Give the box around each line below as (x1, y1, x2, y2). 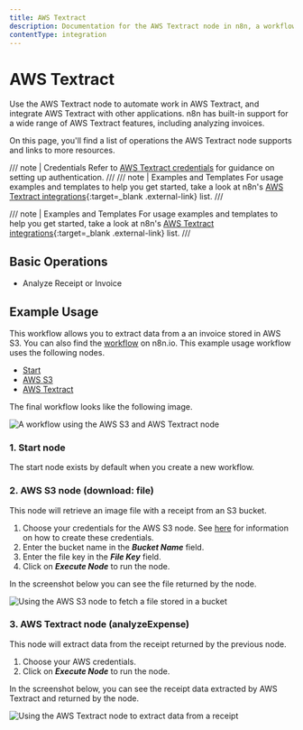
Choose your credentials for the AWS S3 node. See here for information (22, 522, 289, 533)
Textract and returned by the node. (9, 692, 140, 704)
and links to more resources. (9, 145, 115, 156)
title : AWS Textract (9, 13, 87, 23)
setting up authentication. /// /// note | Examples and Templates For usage (9, 172, 284, 183)
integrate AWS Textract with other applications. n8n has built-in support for (9, 108, 289, 119)
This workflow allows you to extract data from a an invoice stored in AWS (9, 328, 281, 338)
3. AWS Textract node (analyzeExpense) (9, 618, 190, 631)
